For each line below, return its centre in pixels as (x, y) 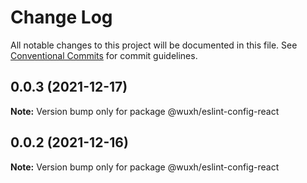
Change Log (61, 17)
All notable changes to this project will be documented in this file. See (154, 45)
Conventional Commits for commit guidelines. (104, 55)
